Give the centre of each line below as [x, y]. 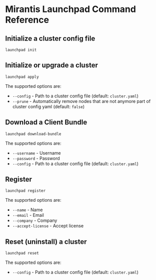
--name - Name [27, 210]
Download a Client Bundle [46, 122]
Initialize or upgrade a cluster [52, 65]
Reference [27, 20]
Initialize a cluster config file [50, 38]
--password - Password [36, 158]
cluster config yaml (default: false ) [48, 106]
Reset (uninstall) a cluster [46, 242]
